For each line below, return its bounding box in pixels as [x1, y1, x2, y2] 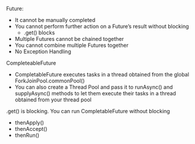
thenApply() [14, 119, 45, 126]
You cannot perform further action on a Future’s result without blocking [14, 23, 189, 30]
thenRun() [14, 132, 40, 139]
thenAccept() [14, 126, 48, 132]
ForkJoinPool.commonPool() [14, 77, 85, 84]
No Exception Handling [14, 48, 71, 55]
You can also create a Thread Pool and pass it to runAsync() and [14, 84, 174, 91]
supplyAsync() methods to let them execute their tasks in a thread [14, 90, 177, 97]
